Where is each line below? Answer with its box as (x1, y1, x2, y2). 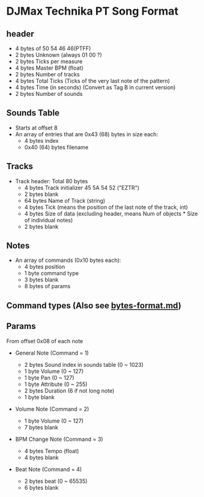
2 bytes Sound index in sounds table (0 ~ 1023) (24, 361, 144, 368)
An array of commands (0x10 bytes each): (15, 256, 122, 264)
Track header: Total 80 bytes (15, 177, 89, 184)
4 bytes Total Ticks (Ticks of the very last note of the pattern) (15, 78, 170, 84)
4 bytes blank (24, 454, 59, 461)
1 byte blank (24, 393, 55, 401)
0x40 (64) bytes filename (24, 143, 89, 151)
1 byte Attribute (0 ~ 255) (24, 380, 88, 388)
